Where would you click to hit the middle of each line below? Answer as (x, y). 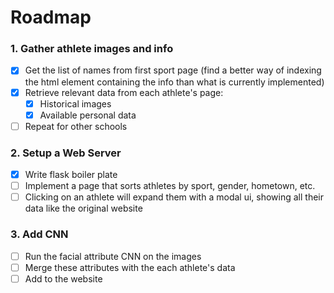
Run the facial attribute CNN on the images (113, 256)
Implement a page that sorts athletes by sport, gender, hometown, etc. (170, 186)
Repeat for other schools (76, 126)
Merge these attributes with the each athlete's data (130, 267)
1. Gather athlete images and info (92, 49)
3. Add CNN (39, 234)
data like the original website (83, 208)
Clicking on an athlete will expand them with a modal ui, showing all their (174, 197)
